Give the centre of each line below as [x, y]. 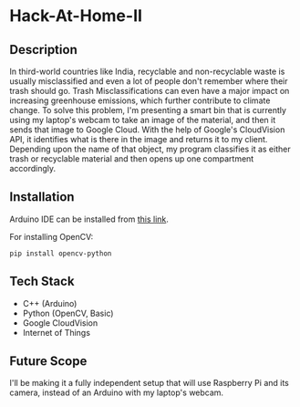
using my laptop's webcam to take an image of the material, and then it [143, 120]
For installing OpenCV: [52, 236]
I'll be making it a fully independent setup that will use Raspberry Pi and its [149, 383]
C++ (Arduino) [50, 303]
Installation [42, 197]
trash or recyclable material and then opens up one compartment [132, 159]
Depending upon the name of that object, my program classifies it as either [150, 149]
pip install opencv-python [61, 253]
